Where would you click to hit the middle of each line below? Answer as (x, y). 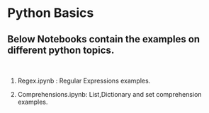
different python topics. (61, 50)
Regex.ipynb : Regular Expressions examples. (84, 81)
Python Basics (51, 13)
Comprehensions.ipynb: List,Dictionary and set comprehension (109, 94)
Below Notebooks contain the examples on (104, 39)
